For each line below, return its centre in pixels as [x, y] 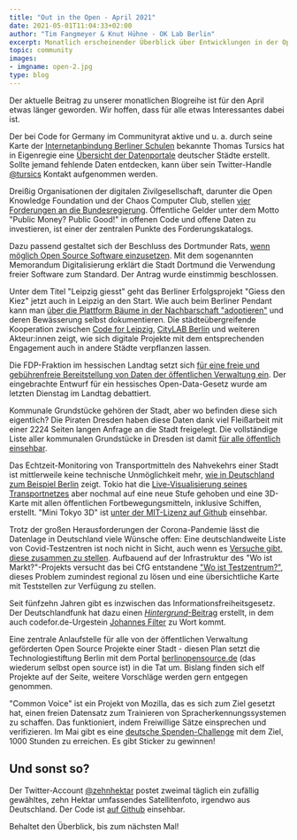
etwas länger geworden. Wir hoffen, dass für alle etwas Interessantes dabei [147, 109]
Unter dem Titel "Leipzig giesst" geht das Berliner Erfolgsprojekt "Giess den [147, 291]
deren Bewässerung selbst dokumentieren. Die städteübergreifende [133, 319]
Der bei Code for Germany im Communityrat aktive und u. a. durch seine [141, 136]
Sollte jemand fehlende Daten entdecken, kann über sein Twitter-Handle [141, 164]
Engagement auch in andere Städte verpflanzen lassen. [110, 347]
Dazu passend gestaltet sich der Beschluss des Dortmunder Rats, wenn [140, 245]
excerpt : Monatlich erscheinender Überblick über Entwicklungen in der [144, 42]
